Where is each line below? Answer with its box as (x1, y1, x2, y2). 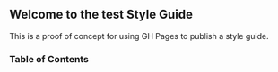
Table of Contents (9, 52, 90, 65)
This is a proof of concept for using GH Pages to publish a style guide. (9, 30, 269, 41)
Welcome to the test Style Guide (9, 7, 193, 22)
